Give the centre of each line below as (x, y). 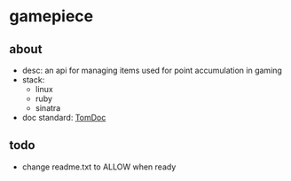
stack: (33, 80)
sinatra (48, 108)
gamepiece (51, 16)
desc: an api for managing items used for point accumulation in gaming (152, 70)
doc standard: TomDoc (64, 118)
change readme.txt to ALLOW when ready (99, 167)
